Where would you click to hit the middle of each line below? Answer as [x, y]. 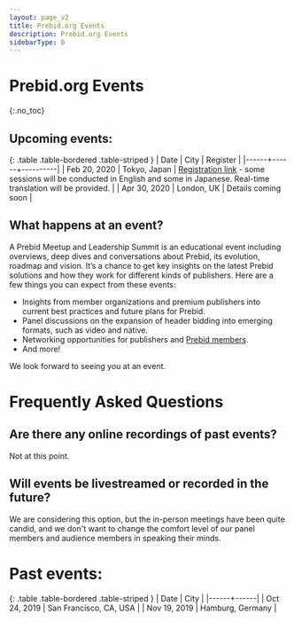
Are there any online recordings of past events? [143, 434]
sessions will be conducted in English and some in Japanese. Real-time [139, 179]
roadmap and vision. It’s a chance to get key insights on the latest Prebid [141, 265]
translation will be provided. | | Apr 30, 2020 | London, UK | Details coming [145, 188]
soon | [21, 197]
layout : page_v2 [39, 17]
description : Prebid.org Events [69, 34]
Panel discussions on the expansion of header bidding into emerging [147, 320]
